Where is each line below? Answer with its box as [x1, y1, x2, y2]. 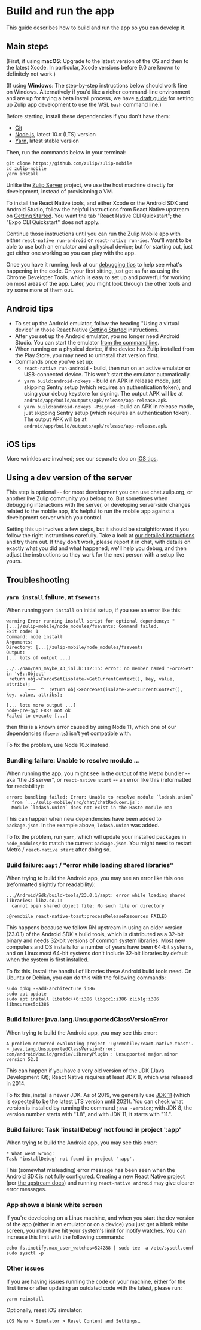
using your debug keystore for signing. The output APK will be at [23, 390, 184, 397]
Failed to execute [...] [6, 713, 68, 719]
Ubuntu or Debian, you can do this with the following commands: [6, 974, 166, 981]
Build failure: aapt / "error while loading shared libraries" [6, 861, 173, 869]
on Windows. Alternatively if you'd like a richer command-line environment [6, 88, 190, 95]
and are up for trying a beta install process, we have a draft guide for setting [6, 94, 194, 101]
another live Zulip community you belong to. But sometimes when [6, 495, 168, 502]
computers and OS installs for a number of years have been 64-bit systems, [6, 943, 193, 951]
